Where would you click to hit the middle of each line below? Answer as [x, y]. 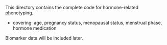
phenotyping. [19, 13]
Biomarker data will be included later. [44, 38]
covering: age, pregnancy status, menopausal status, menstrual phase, [87, 23]
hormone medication [35, 28]
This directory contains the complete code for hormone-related [72, 7]
